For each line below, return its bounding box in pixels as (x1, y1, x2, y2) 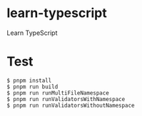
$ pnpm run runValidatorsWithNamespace (6, 95, 126, 102)
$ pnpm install (6, 77, 52, 84)
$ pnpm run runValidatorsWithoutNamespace (6, 102, 135, 109)
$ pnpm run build (6, 83, 59, 90)
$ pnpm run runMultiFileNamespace (6, 89, 110, 97)
